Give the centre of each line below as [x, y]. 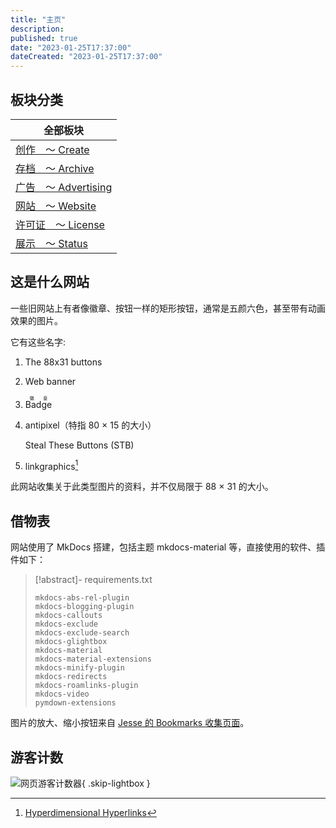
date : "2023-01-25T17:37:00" [71, 47]
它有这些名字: [38, 342]
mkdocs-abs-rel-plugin [82, 598]
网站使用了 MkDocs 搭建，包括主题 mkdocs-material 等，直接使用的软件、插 [168, 547]
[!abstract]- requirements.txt [93, 580]
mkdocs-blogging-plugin [84, 607]
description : [37, 29]
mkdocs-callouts [68, 616]
